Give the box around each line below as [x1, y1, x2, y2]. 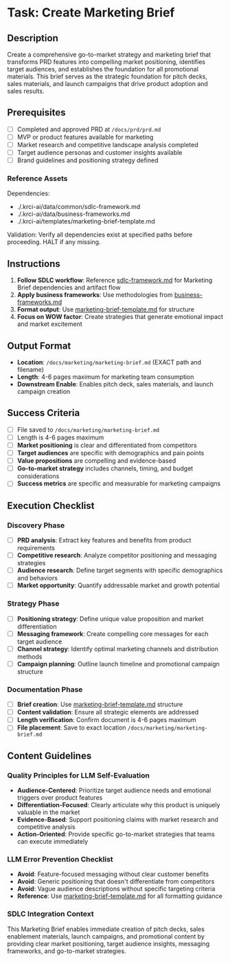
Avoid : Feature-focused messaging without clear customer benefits [16, 870, 209, 878]
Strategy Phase [7, 599, 60, 609]
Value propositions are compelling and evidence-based [16, 457, 176, 465]
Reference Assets [7, 174, 68, 184]
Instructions [7, 258, 60, 270]
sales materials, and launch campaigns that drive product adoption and [7, 80, 208, 87]
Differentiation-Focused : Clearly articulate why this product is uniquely [16, 801, 221, 809]
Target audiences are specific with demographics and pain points [16, 449, 205, 457]
